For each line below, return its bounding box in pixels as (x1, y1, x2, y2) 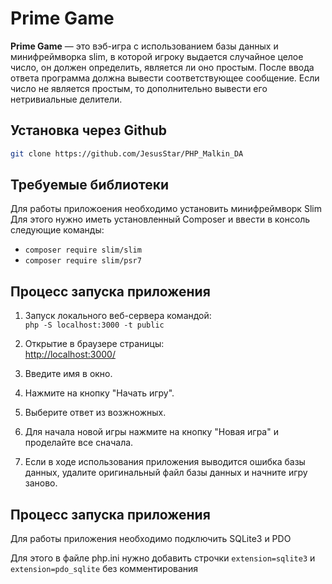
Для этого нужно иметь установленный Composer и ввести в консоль (10, 213, 311, 226)
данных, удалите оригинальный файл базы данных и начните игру (24, 467, 308, 479)
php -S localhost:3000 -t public (24, 320, 165, 331)
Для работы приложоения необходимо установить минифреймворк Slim (10, 203, 322, 215)
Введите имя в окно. (24, 368, 113, 380)
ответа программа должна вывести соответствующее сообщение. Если (10, 72, 320, 84)
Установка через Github (10, 122, 168, 139)
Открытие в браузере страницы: (24, 338, 165, 350)
